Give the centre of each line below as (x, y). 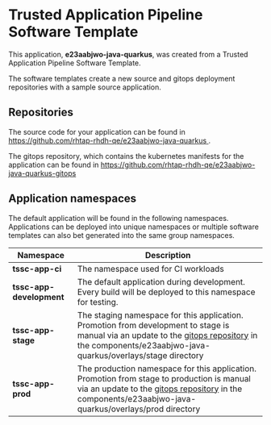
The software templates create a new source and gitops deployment (122, 78)
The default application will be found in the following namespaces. (119, 218)
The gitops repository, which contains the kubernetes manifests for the (126, 156)
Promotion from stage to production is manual (164, 378)
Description (168, 255)
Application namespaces (73, 199)
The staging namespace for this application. (160, 315)
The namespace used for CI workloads (150, 269)
